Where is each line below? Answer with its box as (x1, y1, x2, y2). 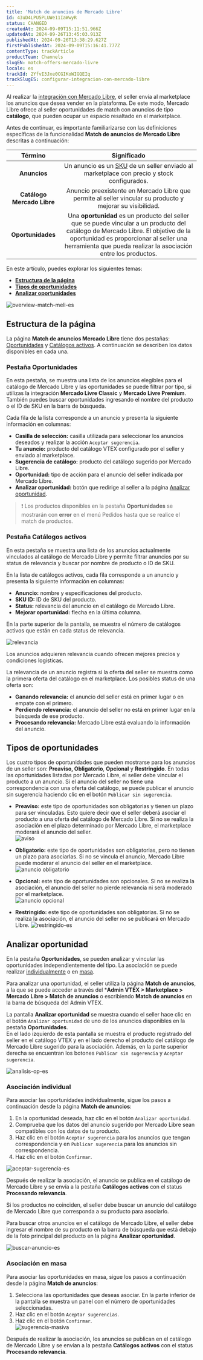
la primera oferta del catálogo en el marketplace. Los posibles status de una (6, 675, 196, 682)
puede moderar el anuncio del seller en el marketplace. (14, 860, 153, 867)
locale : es (6, 65, 34, 71)
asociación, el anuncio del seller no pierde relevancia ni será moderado (14, 884, 193, 891)
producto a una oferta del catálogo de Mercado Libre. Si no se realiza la (14, 815, 194, 823)
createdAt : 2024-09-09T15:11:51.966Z (6, 25, 101, 32)
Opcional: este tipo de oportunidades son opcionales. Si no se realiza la (14, 878, 195, 885)
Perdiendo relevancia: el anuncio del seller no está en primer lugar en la (14, 706, 196, 713)
